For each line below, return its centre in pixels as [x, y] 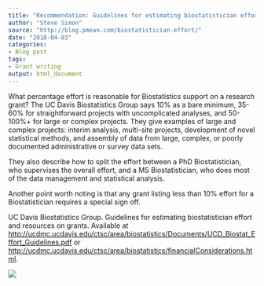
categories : [27, 45]
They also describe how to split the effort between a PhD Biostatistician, [125, 161]
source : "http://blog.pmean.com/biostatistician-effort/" [105, 30]
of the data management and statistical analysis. [86, 178]
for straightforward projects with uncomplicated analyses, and [126, 113]
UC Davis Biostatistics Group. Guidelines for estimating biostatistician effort [130, 217]
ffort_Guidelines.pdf [40, 242]
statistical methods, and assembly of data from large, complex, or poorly [126, 137]
